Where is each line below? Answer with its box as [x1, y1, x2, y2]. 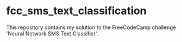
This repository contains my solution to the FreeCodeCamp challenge [6, 24, 177, 31]
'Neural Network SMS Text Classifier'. [6, 30, 99, 37]
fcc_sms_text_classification [6, 4, 147, 18]
